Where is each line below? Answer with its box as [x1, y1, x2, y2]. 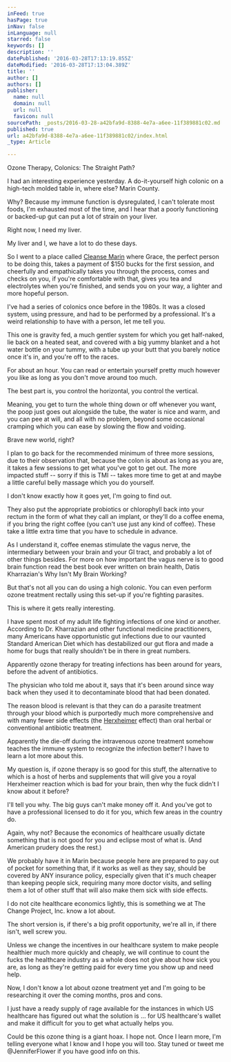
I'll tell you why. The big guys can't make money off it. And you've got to [7, 801, 212, 809]
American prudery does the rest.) [7, 844, 102, 852]
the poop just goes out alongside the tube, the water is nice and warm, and [7, 408, 221, 416]
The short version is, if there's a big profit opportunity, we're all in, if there [7, 920, 217, 929]
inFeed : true [7, 10, 45, 17]
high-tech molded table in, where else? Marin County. [7, 184, 160, 193]
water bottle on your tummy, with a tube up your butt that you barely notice [7, 345, 221, 354]
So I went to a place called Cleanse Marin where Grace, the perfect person [7, 253, 219, 261]
